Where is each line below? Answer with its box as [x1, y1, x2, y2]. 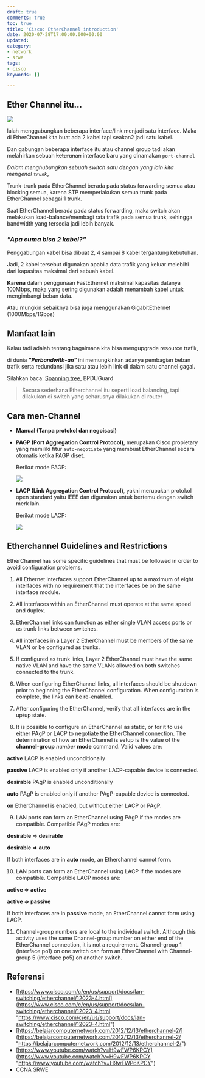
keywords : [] [7, 71, 40, 78]
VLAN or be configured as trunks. [15, 643, 100, 651]
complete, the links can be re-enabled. [15, 693, 113, 700]
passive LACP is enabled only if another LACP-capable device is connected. [7, 766, 199, 774]
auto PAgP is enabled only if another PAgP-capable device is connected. [7, 790, 189, 798]
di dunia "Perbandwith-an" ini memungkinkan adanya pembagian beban [7, 356, 191, 364]
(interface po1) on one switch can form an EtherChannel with [15, 947, 169, 955]
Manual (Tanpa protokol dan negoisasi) [15, 427, 117, 434]
